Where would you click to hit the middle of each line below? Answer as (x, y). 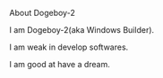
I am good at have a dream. (60, 64)
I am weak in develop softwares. (69, 47)
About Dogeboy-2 (43, 13)
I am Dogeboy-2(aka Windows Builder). (82, 30)
